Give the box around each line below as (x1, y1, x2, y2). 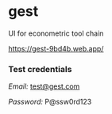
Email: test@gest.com (8, 82, 80, 91)
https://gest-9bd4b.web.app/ (8, 44, 104, 53)
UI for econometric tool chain (8, 28, 104, 38)
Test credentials (8, 63, 72, 74)
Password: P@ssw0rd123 (8, 97, 92, 107)
